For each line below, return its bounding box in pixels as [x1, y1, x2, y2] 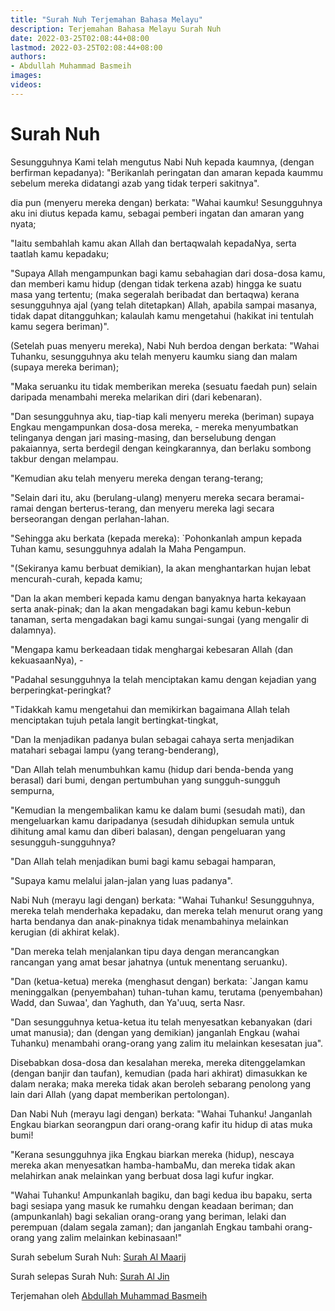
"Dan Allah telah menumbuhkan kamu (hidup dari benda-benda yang [10, 763, 294, 775]
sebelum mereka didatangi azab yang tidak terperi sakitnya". [10, 177, 260, 189]
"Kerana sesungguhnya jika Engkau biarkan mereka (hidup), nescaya [10, 1148, 295, 1160]
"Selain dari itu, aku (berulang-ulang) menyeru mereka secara [10, 491, 265, 503]
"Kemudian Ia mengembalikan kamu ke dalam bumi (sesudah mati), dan [10, 804, 306, 816]
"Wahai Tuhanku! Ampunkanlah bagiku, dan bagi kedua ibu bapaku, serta [10, 1189, 313, 1201]
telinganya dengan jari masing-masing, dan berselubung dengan [10, 431, 277, 443]
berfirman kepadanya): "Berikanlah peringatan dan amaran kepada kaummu [10, 166, 323, 178]
